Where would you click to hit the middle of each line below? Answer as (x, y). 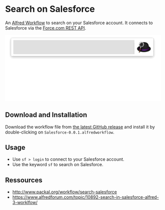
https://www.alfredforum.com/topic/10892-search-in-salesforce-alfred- (85, 197)
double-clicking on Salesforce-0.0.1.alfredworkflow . (60, 132)
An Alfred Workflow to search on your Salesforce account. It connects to (79, 23)
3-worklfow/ (25, 203)
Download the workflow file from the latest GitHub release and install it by (80, 127)
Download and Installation (46, 115)
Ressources (24, 180)
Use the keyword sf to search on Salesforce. (58, 165)
